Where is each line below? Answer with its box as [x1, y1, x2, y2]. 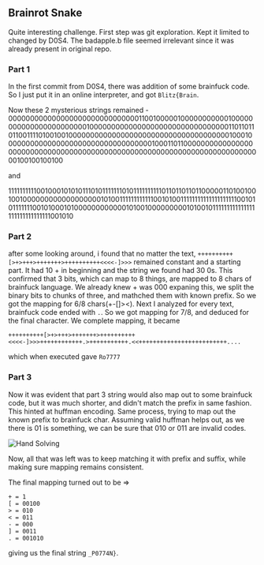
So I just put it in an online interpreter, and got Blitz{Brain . [8, 90, 199, 99]
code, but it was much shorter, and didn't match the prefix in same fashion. [8, 398, 252, 407]
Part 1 [8, 63, 30, 74]
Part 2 [8, 231, 32, 242]
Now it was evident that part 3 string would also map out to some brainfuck [8, 390, 253, 399]
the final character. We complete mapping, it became [8, 316, 180, 326]
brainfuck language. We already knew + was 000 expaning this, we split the [8, 282, 255, 292]
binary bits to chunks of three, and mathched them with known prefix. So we [8, 291, 257, 301]
